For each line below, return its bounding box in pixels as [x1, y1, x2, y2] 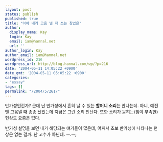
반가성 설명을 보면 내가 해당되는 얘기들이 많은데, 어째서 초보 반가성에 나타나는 [5, 125, 153, 131]
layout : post [5, 7, 32, 12]
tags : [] [5, 84, 23, 89]
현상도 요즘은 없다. [5, 115, 41, 121]
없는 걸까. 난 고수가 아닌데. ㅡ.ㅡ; [14, 131, 77, 137]
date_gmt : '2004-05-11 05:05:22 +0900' [5, 71, 87, 76]
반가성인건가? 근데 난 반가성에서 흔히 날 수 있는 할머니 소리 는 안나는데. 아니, [5, 103, 149, 109]
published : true [5, 16, 38, 21]
